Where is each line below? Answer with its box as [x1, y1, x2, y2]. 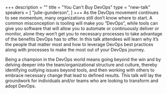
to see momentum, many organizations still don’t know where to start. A [5, 15, 153, 20]
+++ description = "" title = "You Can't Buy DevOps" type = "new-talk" [5, 4, 151, 10]
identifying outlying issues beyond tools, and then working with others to [5, 67, 155, 73]
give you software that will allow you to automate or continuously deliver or [5, 25, 160, 31]
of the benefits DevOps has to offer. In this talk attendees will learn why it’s [5, 36, 159, 42]
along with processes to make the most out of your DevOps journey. [5, 47, 146, 52]
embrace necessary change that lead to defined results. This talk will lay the [5, 72, 162, 78]
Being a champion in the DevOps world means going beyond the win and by [5, 56, 161, 62]
